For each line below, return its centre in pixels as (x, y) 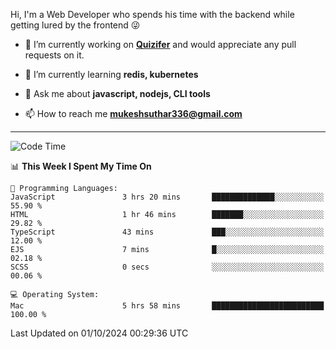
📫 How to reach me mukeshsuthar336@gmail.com (133, 113)
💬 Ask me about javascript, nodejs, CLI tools (117, 93)
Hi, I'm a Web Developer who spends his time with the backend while (152, 14)
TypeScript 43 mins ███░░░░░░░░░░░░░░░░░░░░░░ (167, 232)
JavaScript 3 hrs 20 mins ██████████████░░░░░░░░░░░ (167, 197)
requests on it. (54, 55)
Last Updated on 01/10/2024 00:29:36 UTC (99, 333)
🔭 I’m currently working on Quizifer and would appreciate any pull (160, 44)
